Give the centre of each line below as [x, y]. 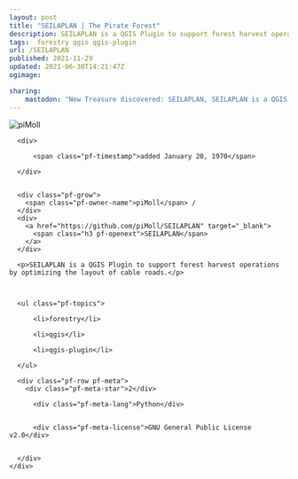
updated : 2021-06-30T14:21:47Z [67, 67]
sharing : [25, 91]
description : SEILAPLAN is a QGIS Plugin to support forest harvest [138, 34]
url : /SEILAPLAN [39, 50]
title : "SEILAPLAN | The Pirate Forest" [85, 26]
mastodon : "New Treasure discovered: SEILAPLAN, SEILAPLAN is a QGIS [157, 99]
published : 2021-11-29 [51, 58]
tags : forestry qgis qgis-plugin [73, 42]
